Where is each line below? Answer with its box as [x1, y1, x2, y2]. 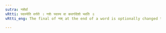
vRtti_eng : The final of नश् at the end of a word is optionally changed [5, 16, 158, 21]
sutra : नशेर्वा [5, 7, 28, 12]
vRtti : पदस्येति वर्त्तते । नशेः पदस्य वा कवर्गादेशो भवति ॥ [5, 12, 95, 16]
